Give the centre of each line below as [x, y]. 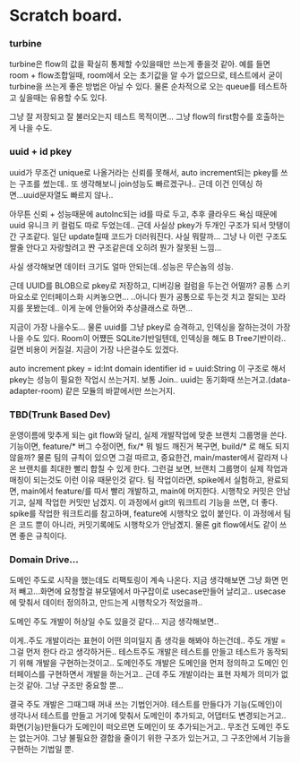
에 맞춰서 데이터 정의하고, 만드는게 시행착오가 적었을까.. [106, 603]
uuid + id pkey [41, 151]
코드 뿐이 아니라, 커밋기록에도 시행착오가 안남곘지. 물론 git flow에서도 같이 [148, 525]
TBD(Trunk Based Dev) [60, 415]
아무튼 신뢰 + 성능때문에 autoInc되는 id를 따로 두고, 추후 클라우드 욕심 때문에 [143, 214]
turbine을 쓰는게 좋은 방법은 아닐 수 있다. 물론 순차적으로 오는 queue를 [133, 87]
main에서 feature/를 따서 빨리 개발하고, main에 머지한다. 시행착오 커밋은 [148, 491]
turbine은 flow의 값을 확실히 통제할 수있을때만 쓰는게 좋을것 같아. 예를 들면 [140, 64]
